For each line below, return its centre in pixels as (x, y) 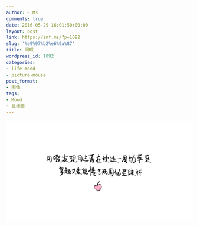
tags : (13, 94)
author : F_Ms (22, 12)
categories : (21, 62)
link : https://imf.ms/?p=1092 (43, 38)
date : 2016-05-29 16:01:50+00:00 (47, 25)
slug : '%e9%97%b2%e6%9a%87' (41, 44)
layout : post (22, 31)
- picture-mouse (26, 75)
